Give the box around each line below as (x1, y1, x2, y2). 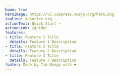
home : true (5, 7, 28, 12)
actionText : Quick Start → (5, 21, 61, 26)
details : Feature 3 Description (9, 58, 77, 63)
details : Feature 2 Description (9, 48, 77, 53)
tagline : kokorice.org (5, 16, 52, 21)
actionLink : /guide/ (5, 26, 48, 31)
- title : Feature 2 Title (5, 44, 59, 49)
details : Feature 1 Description (9, 39, 77, 44)
